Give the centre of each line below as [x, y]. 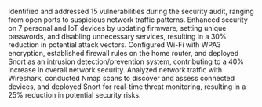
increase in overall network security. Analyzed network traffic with [115, 70]
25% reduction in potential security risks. [75, 95]
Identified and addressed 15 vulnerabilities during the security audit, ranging [131, 11]
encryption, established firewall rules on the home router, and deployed [124, 53]
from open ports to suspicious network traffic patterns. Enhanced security [128, 20]
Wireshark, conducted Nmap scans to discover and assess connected [122, 78]
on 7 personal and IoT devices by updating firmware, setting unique [117, 28]
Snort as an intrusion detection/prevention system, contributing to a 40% [126, 61]
